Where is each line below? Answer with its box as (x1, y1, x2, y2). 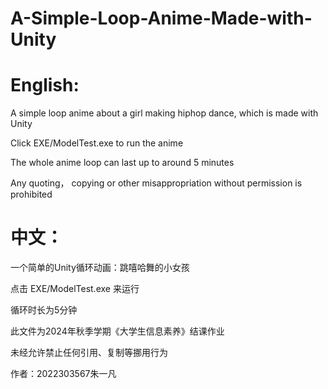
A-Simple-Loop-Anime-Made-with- (10, 7, 313, 30)
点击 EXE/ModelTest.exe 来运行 (10, 283, 140, 295)
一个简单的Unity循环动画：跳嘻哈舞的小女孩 (10, 262, 190, 274)
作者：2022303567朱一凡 (10, 368, 117, 380)
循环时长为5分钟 (10, 304, 78, 316)
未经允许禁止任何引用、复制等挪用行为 (10, 347, 168, 359)
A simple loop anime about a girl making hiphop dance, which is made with (10, 107, 319, 119)
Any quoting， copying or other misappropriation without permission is (10, 177, 303, 189)
